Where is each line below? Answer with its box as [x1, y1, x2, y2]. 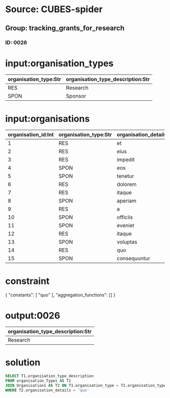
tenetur [116, 173, 134, 180]
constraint [5, 275, 50, 287]
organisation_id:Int [8, 131, 54, 138]
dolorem [116, 181, 137, 188]
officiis [116, 214, 133, 221]
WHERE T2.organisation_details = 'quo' [5, 387, 90, 393]
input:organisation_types [5, 57, 114, 69]
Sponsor [66, 93, 87, 100]
